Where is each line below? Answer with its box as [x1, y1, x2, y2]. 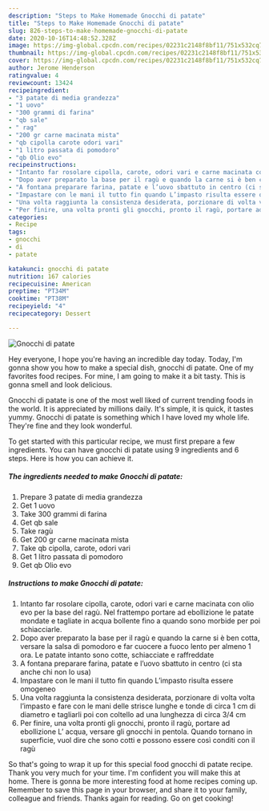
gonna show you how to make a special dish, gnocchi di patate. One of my [8, 363, 254, 372]
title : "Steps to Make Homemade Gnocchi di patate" [8, 19, 184, 27]
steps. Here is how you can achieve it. [8, 453, 134, 463]
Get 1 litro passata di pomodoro [19, 551, 123, 562]
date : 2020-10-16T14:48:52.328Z [8, 34, 116, 43]
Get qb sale [19, 517, 58, 527]
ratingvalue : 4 [8, 71, 59, 79]
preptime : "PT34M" [8, 287, 70, 295]
